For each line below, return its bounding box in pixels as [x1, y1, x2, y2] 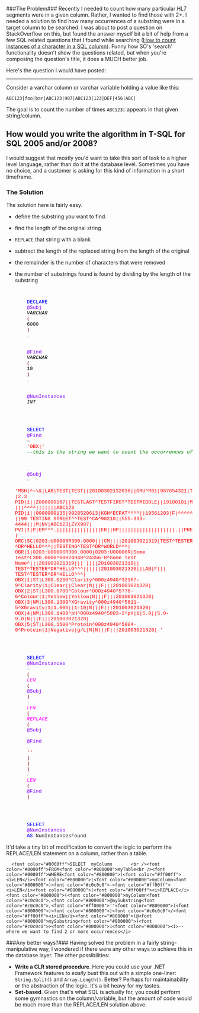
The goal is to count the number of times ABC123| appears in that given [6, 106, 179, 113]
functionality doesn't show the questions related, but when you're [6, 49, 167, 56]
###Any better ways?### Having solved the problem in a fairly [6, 939, 159, 947]
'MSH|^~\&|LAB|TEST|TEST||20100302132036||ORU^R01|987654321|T [14, 488, 193, 495]
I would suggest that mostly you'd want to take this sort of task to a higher [6, 154, 188, 161]
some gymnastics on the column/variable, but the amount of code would [14, 995, 192, 1002]
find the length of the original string [14, 225, 102, 232]
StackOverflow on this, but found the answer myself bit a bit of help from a [6, 30, 188, 37]
